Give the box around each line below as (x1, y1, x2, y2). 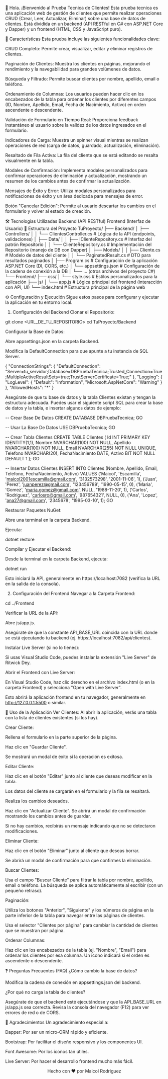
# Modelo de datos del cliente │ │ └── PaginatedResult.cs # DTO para (5, 252, 151, 258)
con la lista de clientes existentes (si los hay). (5, 715, 99, 720)
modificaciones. (5, 828, 39, 834)
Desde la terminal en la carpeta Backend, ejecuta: (5, 556, 108, 562)
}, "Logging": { (132, 374, 163, 380)
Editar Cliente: (5, 764, 35, 769)
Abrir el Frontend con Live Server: (5, 670, 75, 675)
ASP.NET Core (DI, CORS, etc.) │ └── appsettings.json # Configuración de (5, 263, 160, 269)
